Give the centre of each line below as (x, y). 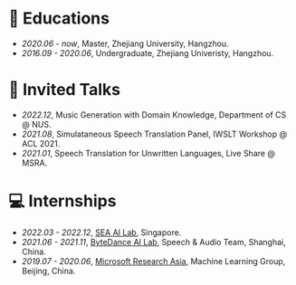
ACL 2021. (41, 143)
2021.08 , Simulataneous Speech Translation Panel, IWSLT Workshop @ (154, 134)
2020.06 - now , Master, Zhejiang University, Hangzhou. (125, 43)
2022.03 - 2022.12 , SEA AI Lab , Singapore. (101, 232)
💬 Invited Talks (65, 90)
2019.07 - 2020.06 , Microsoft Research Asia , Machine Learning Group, (153, 261)
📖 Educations (59, 19)
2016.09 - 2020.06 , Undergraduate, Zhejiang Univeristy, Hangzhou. (148, 52)
